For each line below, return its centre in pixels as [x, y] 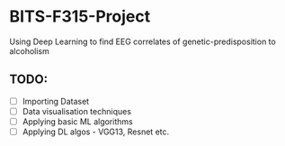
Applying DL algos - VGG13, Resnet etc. [96, 132]
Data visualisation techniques [77, 111]
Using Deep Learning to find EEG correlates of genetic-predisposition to [142, 41]
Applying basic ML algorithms [77, 121]
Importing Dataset [56, 101]
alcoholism [29, 50]
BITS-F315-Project [80, 17]
